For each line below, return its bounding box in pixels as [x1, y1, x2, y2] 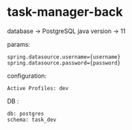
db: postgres [7, 110, 44, 117]
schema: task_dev [7, 116, 57, 123]
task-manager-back [7, 4, 123, 20]
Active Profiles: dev [7, 85, 69, 91]
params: [7, 40, 31, 48]
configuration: [7, 72, 47, 80]
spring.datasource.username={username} [7, 53, 121, 61]
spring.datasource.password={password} [7, 59, 121, 66]
